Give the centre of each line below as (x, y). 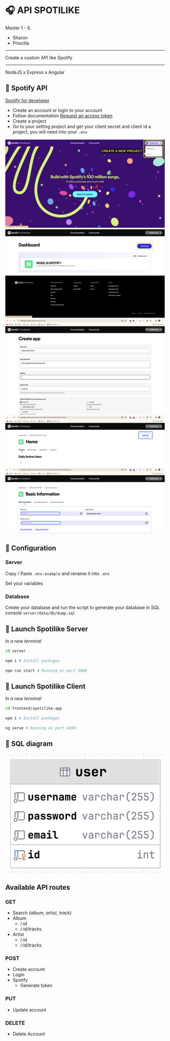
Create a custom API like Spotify (39, 57)
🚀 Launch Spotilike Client (46, 686)
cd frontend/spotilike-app (34, 709)
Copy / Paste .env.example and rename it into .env (57, 573)
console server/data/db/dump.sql (40, 613)
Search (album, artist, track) (42, 913)
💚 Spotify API (27, 88)
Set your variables (24, 583)
